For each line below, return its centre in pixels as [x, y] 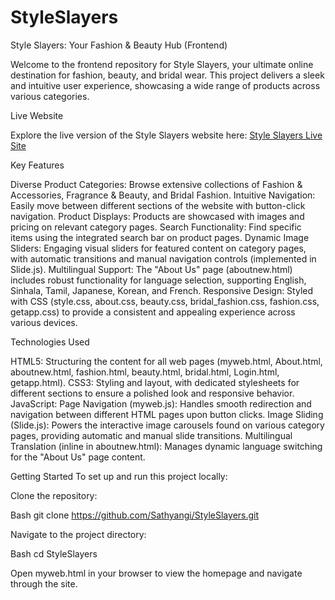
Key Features [37, 165]
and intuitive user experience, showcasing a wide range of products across [165, 85]
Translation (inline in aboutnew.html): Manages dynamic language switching [166, 446]
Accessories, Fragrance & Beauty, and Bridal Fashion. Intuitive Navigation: [163, 195]
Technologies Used [50, 342]
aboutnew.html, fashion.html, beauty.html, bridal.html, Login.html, [145, 372]
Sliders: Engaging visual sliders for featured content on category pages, [158, 248]
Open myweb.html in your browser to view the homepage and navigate [156, 573]
